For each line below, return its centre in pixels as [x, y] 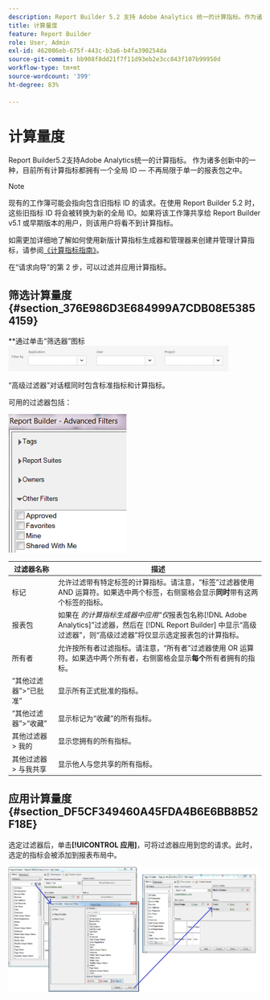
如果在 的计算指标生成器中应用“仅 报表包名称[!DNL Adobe [152, 615]
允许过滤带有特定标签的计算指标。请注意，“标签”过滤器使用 [156, 582]
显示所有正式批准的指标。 [100, 691]
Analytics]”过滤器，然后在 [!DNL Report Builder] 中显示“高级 [157, 625]
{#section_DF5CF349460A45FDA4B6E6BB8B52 [133, 812]
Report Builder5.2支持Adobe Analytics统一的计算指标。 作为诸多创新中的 [129, 160]
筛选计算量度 [40, 295]
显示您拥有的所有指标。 [96, 741]
